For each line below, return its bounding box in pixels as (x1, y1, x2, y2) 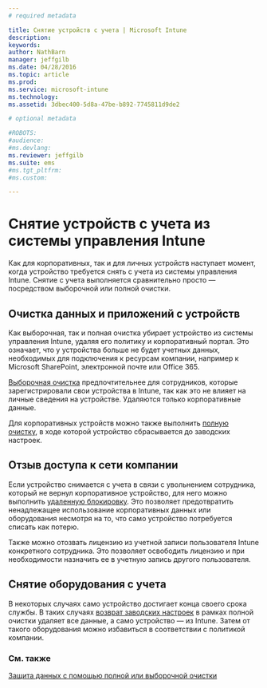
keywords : (8, 41, 41, 49)
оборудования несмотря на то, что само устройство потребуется (8, 513, 233, 523)
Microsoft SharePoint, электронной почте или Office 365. (8, 362, 200, 371)
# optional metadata (8, 115, 77, 123)
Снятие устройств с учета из (8, 215, 211, 233)
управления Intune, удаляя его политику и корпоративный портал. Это (8, 337, 249, 346)
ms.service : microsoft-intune (8, 85, 109, 93)
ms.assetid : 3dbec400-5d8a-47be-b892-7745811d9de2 (8, 101, 180, 109)
